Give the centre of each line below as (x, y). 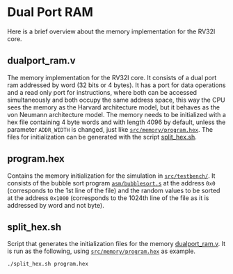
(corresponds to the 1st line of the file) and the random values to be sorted (114, 190)
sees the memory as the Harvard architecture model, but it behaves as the (114, 107)
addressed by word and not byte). (56, 205)
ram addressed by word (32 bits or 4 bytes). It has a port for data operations (116, 85)
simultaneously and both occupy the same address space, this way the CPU (116, 100)
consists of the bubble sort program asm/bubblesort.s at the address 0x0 (111, 183)
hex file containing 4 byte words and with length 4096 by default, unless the (116, 122)
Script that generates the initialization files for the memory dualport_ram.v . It (116, 244)
